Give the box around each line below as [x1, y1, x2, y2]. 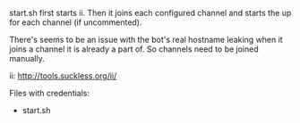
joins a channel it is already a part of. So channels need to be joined [9, 44, 260, 54]
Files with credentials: [9, 88, 90, 98]
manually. [9, 53, 45, 63]
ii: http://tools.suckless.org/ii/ [9, 70, 117, 81]
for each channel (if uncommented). [9, 17, 142, 28]
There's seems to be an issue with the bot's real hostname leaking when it [9, 35, 284, 45]
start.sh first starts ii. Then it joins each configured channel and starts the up [9, 8, 292, 18]
